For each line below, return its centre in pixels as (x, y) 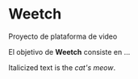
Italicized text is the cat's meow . (62, 67)
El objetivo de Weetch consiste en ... (69, 52)
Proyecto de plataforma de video (63, 36)
